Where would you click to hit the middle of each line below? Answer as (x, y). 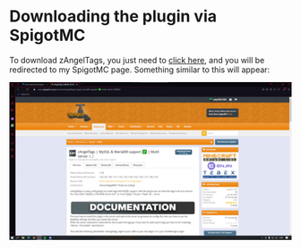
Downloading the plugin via (113, 17)
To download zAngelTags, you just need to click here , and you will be (137, 60)
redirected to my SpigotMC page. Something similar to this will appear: (140, 70)
